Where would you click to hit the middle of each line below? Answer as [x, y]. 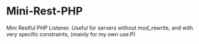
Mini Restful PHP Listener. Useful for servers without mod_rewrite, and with [99, 28]
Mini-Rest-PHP [45, 11]
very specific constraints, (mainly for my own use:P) [71, 34]
